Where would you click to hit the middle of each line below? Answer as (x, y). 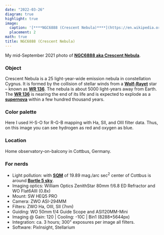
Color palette (21, 112)
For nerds (17, 164)
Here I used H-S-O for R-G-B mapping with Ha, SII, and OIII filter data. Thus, (82, 123)
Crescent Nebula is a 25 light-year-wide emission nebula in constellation (78, 79)
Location (16, 141)
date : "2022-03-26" (25, 10)
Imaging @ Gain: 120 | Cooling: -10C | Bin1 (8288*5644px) (71, 217)
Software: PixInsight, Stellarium (43, 227)
